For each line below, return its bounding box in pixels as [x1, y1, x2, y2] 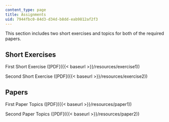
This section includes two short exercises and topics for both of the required [5, 31, 164, 37]
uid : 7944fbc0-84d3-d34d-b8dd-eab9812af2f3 [5, 17, 98, 22]
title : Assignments [5, 12, 46, 17]
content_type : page [5, 7, 46, 13]
